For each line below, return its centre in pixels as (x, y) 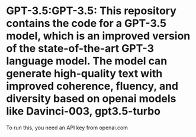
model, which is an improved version (98, 36)
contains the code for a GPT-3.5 (86, 23)
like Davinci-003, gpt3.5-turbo (83, 111)
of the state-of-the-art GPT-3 (80, 49)
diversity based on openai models (91, 99)
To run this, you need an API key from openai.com (67, 128)
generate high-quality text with (84, 74)
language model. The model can (87, 61)
